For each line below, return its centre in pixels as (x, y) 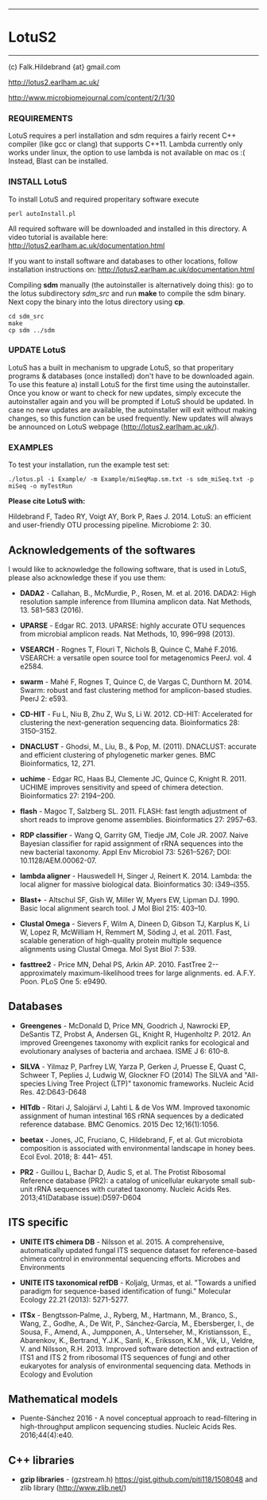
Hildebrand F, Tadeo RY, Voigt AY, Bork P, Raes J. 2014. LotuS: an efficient (130, 517)
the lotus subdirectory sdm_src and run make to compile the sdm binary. (127, 293)
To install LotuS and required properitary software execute (104, 199)
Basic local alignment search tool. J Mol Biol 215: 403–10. (113, 908)
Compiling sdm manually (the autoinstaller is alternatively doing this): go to (131, 284)
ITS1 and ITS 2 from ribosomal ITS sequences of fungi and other (125, 1357)
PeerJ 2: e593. (44, 699)
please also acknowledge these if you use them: (87, 578)
